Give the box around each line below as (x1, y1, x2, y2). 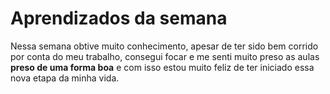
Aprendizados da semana (10, 7, 228, 30)
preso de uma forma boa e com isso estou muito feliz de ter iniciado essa (10, 61, 315, 73)
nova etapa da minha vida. (10, 72, 120, 84)
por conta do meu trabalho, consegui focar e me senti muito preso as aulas (10, 50, 320, 62)
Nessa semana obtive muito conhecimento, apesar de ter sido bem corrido (10, 40, 319, 52)
